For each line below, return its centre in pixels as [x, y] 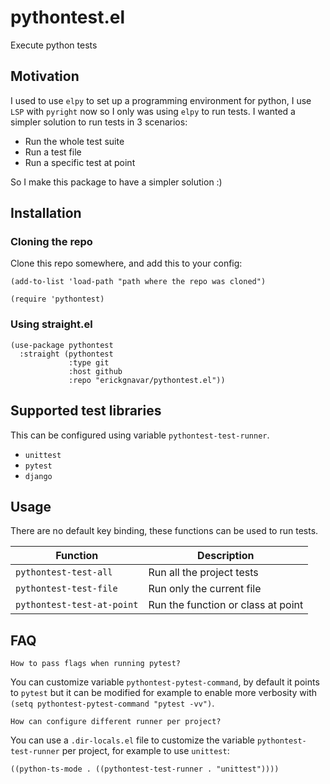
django [38, 476]
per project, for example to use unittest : [145, 751]
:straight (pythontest [66, 354]
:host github [95, 371]
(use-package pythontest [62, 345]
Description [226, 556]
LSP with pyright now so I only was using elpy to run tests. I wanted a [153, 111]
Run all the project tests [203, 573]
